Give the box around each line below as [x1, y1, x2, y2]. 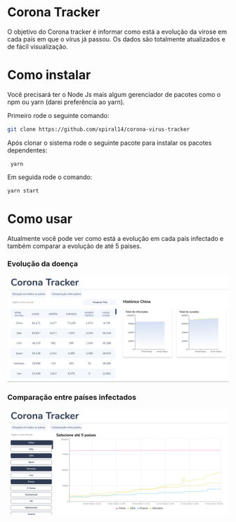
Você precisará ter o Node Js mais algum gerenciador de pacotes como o [7, 90, 221, 98]
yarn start [7, 187, 39, 194]
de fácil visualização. [7, 42, 68, 51]
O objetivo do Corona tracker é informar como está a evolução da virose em [7, 27, 227, 36]
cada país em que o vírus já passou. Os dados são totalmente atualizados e [7, 34, 226, 43]
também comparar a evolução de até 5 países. [7, 242, 142, 250]
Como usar [7, 211, 73, 227]
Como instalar [7, 67, 91, 83]
